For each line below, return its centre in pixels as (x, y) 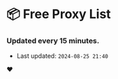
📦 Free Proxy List (59, 14)
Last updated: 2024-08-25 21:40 (62, 56)
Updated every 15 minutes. (53, 41)
